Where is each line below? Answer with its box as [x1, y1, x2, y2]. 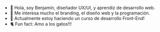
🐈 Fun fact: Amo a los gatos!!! [10, 21, 72, 27]
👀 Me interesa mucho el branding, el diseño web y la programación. [10, 10, 150, 16]
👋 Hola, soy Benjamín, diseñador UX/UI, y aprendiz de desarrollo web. [10, 5, 155, 10]
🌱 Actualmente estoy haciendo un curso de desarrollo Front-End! [10, 15, 145, 21]
